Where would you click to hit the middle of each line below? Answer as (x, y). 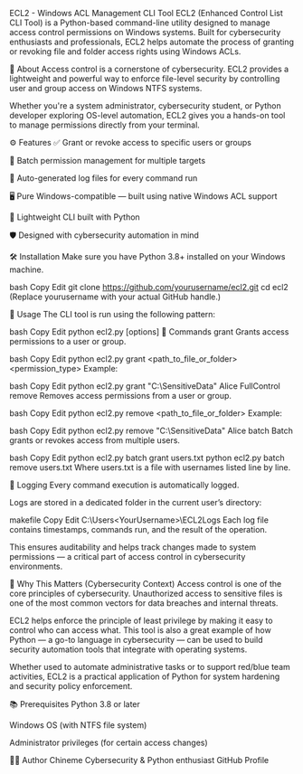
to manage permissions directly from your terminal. (105, 125)
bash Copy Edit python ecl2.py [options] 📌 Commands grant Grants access (149, 332)
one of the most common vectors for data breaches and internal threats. (144, 603)
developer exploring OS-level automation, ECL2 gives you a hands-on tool (147, 115)
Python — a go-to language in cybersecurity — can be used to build (137, 640)
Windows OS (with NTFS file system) (78, 725)
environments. (36, 566)
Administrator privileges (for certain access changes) (109, 742)
